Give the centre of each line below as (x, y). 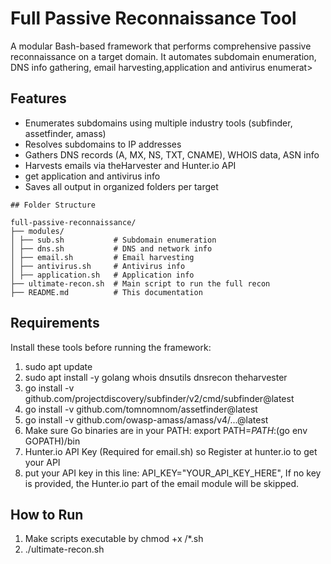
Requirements (55, 323)
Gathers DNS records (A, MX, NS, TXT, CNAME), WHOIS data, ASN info (172, 154)
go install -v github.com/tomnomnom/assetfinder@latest (141, 409)
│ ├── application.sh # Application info (102, 275)
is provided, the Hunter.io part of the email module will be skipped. (162, 483)
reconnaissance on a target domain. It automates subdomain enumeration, (163, 56)
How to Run (47, 514)
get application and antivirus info (92, 176)
